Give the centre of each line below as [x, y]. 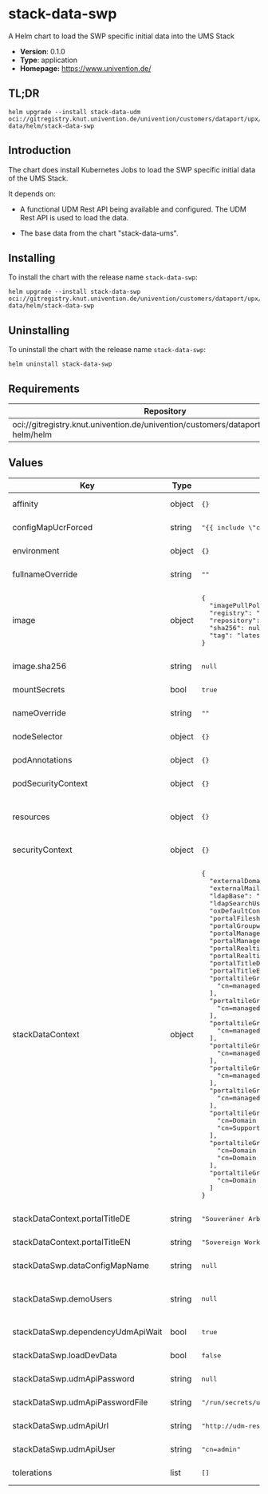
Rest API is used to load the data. [74, 217]
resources [31, 817]
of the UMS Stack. [38, 178]
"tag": [221, 635]
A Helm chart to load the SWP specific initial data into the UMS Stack [122, 36]
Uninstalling [39, 330]
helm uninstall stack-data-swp [60, 364]
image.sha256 [39, 666]
